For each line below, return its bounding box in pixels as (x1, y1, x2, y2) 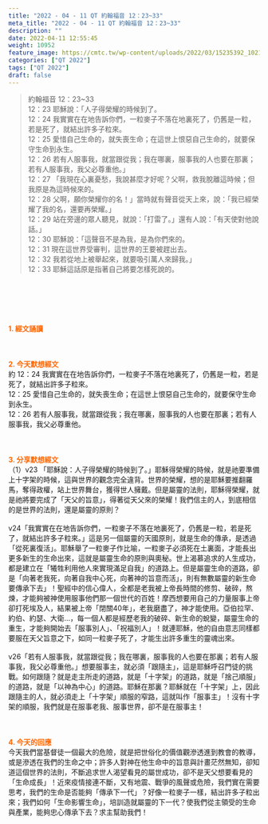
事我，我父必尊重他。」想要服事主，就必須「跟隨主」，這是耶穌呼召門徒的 (8, 662, 246, 671)
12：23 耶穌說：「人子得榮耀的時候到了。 (27, 104, 162, 114)
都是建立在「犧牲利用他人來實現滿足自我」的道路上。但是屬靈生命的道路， (8, 563, 253, 573)
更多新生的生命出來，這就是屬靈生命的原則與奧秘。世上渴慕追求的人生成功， (8, 553, 260, 562)
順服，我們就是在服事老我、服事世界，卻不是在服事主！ (22, 702, 204, 711)
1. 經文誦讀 (8, 323, 44, 333)
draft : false (8, 71, 52, 79)
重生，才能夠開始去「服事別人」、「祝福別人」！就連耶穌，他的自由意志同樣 (8, 623, 253, 633)
